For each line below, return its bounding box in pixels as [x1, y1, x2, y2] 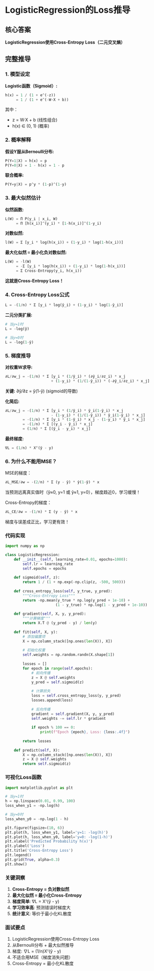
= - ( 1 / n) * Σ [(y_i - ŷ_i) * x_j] [22, 422, 93, 427]
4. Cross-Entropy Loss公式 [5, 291, 70, 298]
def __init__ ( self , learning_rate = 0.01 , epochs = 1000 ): [14, 557, 128, 562]
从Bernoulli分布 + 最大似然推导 [12, 942, 74, 948]
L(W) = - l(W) [5, 259, 32, 264]
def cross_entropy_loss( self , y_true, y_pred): [14, 589, 112, 594]
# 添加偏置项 [22, 634, 45, 639]
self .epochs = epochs [22, 566, 67, 571]
